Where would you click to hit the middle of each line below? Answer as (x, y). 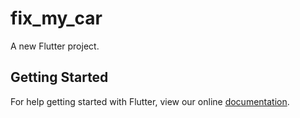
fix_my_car (56, 18)
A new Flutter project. (55, 46)
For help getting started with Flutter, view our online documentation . (150, 101)
